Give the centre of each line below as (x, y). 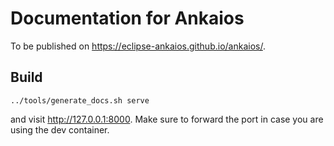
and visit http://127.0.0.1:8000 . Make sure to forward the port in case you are (167, 119)
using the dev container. (60, 129)
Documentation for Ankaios (127, 18)
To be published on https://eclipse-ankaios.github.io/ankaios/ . (138, 46)
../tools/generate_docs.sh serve (80, 100)
